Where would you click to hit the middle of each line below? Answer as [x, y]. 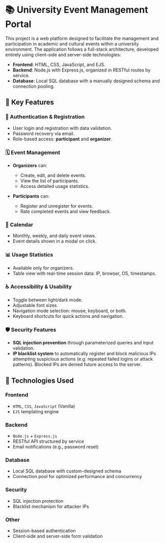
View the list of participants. [50, 181]
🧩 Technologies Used [39, 380]
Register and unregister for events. [57, 206]
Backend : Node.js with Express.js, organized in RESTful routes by [81, 70]
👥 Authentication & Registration [45, 117]
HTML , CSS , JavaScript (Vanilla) [44, 406]
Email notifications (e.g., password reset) [56, 447]
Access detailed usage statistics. [55, 186]
